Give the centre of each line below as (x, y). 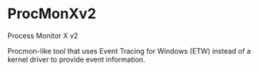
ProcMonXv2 (52, 14)
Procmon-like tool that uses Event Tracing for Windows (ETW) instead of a (129, 51)
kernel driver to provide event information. (77, 59)
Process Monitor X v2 (43, 36)
